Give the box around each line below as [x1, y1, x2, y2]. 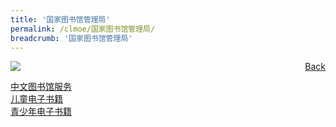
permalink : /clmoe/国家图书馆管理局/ [10, 24, 156, 34]
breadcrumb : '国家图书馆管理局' [10, 33, 133, 43]
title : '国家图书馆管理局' [10, 14, 111, 25]
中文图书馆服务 [10, 81, 72, 93]
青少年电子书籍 [10, 106, 72, 118]
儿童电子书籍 [10, 93, 63, 105]
